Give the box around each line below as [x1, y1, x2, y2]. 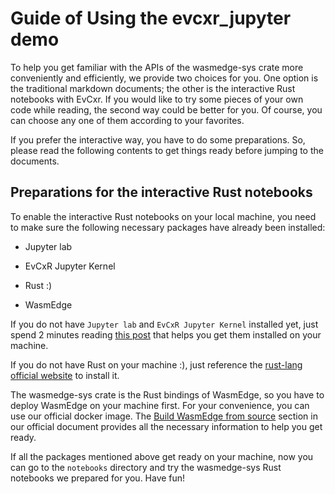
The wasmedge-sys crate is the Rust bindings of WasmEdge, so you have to [10, 388, 325, 401]
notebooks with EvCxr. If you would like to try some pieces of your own [10, 93, 304, 105]
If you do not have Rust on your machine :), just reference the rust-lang [10, 358, 303, 371]
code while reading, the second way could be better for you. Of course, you [10, 103, 323, 116]
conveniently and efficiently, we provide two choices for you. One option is [10, 72, 319, 84]
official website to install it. [10, 369, 120, 381]
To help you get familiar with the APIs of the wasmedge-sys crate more [10, 61, 304, 73]
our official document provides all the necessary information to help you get [10, 420, 323, 432]
